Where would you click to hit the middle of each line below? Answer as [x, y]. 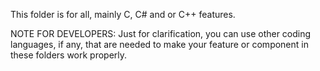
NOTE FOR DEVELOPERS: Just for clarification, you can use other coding [161, 33]
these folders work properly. [69, 55]
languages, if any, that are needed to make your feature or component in [159, 44]
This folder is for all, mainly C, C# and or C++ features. [123, 14]
